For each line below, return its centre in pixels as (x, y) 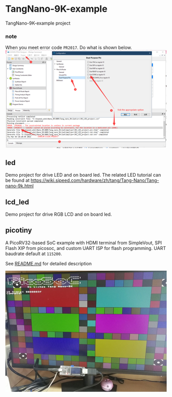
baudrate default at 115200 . (34, 254)
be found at (17, 180)
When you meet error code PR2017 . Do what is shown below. (69, 48)
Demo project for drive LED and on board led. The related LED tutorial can (83, 175)
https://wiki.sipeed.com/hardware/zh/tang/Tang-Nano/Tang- (95, 180)
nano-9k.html (20, 186)
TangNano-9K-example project (38, 23)
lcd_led (17, 202)
